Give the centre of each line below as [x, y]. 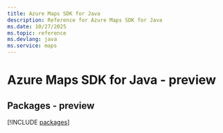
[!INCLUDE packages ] [38, 122]
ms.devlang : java [32, 39]
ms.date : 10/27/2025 [37, 26]
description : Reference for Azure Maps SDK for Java [85, 20]
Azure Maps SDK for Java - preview [112, 80]
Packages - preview [51, 106]
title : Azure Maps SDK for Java [54, 14]
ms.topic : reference [37, 33]
